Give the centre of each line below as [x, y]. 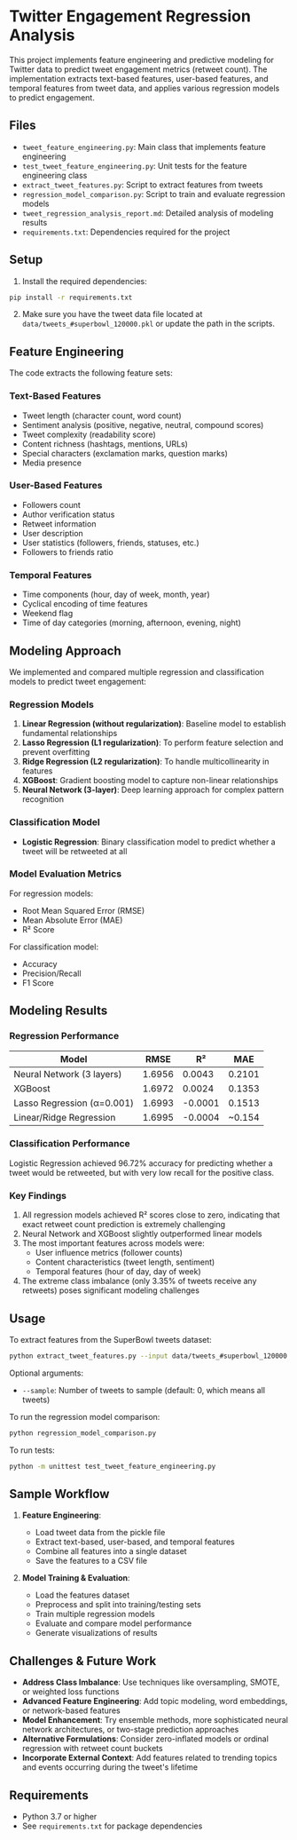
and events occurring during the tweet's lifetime [109, 1767]
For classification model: [54, 947]
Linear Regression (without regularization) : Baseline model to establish [154, 724]
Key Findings [38, 1195]
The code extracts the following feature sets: [91, 373]
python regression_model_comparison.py [83, 1433]
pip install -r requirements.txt [71, 297]
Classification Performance [70, 1144]
